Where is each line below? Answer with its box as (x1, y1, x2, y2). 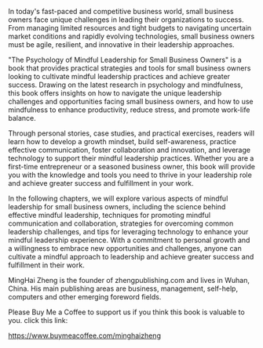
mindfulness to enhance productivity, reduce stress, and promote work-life (8, 105, 250, 114)
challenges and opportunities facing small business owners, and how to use (8, 97, 254, 106)
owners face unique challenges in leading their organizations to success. (8, 15, 244, 24)
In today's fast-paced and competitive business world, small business (8, 7, 234, 16)
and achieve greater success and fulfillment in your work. (8, 179, 194, 187)
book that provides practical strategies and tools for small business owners (8, 63, 251, 73)
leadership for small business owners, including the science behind (8, 202, 226, 211)
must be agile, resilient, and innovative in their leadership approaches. (8, 40, 235, 49)
